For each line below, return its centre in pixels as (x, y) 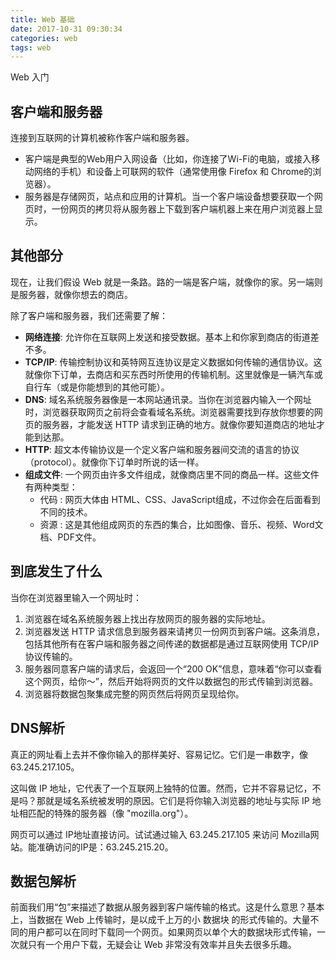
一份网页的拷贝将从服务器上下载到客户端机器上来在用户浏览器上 (183, 209)
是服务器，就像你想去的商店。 (71, 294)
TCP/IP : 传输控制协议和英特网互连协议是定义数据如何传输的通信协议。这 (173, 362)
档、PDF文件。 (70, 537)
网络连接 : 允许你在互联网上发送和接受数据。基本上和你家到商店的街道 (167, 337)
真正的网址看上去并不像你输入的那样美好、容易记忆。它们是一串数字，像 (159, 754)
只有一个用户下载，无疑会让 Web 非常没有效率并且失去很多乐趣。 (162, 945)
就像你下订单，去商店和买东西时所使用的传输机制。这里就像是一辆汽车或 (173, 374)
